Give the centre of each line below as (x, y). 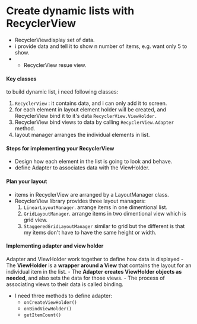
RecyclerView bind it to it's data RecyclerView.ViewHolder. (86, 116)
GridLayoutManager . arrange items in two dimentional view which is (105, 213)
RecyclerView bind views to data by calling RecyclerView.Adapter (94, 122)
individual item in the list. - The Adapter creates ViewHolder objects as (94, 271)
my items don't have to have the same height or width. (90, 232)
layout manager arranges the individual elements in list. (82, 135)
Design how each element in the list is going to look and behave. (93, 162)
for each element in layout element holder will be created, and (90, 110)
